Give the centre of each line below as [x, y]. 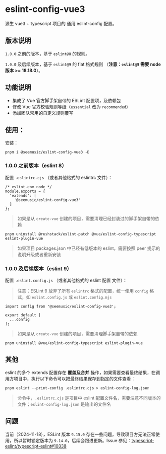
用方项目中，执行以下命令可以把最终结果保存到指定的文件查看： [70, 378]
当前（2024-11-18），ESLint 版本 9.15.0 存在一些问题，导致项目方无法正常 [80, 434]
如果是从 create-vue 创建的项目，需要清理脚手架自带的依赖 [77, 333]
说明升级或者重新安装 [39, 254]
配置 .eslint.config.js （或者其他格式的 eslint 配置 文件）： [66, 280]
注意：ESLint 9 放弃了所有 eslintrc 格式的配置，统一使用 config [83, 291]
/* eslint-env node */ [28, 187]
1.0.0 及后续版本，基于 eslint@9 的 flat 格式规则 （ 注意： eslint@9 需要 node [83, 64]
